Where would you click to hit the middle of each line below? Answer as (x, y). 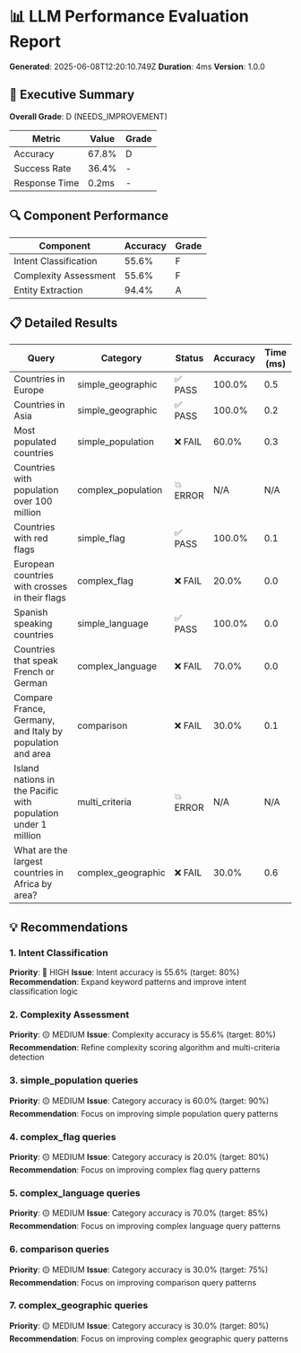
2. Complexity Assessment (69, 1015)
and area (32, 754)
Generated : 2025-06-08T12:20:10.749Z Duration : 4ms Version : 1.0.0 (138, 66)
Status (189, 358)
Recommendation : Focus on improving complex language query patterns (145, 1226)
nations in (34, 779)
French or (34, 672)
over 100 (33, 501)
